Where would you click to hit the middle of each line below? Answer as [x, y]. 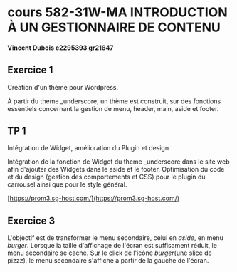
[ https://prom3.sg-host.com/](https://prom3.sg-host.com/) [94, 198]
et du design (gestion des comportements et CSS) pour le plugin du [106, 177]
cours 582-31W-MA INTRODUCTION [117, 12]
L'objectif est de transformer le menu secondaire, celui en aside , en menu [116, 238]
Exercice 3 [31, 220]
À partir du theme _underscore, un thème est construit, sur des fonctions [114, 101]
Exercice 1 [30, 70]
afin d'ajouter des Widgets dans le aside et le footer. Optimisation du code [116, 169]
